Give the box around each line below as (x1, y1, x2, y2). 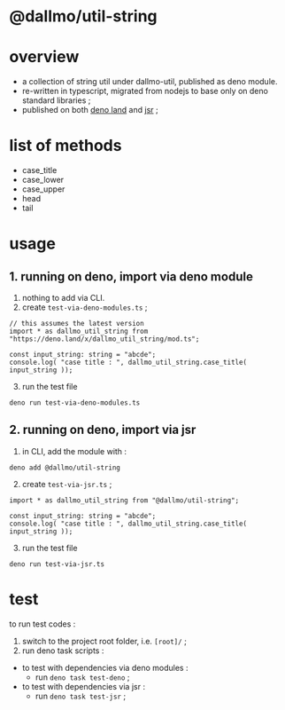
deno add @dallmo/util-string (9, 463, 121, 472)
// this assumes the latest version (9, 319, 144, 328)
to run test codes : (9, 619, 76, 629)
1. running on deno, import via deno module (9, 269, 254, 284)
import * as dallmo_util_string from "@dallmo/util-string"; (9, 495, 240, 505)
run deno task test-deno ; (35, 672, 130, 682)
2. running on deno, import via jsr (9, 422, 196, 438)
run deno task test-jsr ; (35, 690, 127, 701)
